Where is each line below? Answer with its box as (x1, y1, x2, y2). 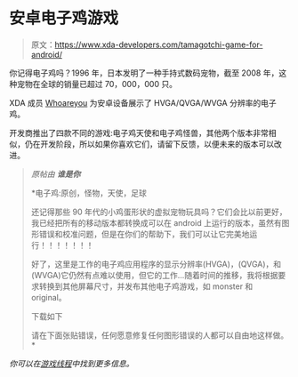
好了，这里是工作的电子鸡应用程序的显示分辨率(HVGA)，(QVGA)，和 (30, 259, 282, 269)
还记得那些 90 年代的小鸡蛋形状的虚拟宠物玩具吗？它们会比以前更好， (30, 206, 287, 217)
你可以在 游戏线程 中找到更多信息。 (9, 357, 134, 369)
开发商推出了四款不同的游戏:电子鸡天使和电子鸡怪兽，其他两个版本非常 (9, 127, 270, 138)
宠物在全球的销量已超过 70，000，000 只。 (16, 78, 178, 89)
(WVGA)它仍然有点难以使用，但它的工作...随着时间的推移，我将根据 (30, 269, 278, 280)
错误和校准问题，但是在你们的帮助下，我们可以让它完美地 (38, 229, 250, 239)
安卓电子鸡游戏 (9, 8, 119, 28)
